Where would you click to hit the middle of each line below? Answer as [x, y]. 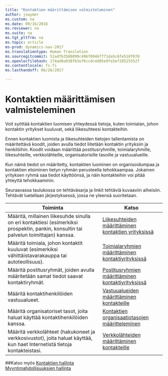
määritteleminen [121, 323]
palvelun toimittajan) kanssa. [41, 234]
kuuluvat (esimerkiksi [33, 249]
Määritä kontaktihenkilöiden [40, 293]
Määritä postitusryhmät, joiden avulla [51, 269]
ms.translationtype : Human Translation [47, 51]
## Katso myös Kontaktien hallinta [39, 362]
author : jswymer [22, 14]
